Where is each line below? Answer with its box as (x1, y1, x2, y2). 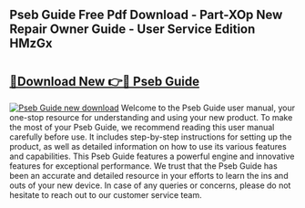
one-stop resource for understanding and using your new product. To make (9, 112, 293, 122)
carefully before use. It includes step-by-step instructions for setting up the (9, 131, 292, 142)
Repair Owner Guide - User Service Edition (9, 22, 256, 37)
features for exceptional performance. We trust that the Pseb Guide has (9, 161, 278, 172)
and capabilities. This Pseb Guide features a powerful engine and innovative (9, 151, 295, 161)
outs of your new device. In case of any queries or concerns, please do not (9, 180, 291, 191)
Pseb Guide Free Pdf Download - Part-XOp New (9, 7, 283, 23)
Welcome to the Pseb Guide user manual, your (121, 102, 296, 113)
